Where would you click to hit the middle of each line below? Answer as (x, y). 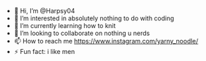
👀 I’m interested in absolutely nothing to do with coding (94, 18)
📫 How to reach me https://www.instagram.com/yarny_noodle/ (106, 41)
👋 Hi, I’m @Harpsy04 (44, 11)
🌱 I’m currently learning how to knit (65, 26)
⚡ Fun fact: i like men (44, 52)
